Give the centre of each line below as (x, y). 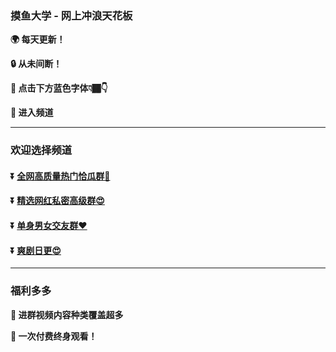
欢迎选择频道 (41, 150)
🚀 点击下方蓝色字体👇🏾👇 (59, 88)
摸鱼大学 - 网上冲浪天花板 (71, 15)
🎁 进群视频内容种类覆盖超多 (67, 314)
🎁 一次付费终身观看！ (54, 336)
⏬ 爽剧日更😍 (36, 250)
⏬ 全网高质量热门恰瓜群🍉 (60, 176)
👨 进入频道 (32, 113)
